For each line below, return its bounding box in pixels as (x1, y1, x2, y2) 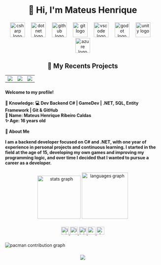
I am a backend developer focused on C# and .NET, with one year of (5, 139, 147, 145)
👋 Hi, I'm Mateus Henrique (28, 4, 137, 16)
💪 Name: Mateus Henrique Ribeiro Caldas (5, 112, 92, 118)
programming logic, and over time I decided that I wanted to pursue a (5, 154, 149, 160)
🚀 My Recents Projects (47, 62, 118, 70)
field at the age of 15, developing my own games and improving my (5, 149, 144, 155)
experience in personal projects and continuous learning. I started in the (5, 144, 156, 150)
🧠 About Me (5, 128, 30, 134)
